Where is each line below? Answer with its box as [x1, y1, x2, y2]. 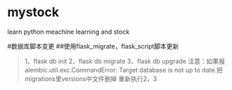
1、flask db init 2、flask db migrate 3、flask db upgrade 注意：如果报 [24, 57, 225, 65]
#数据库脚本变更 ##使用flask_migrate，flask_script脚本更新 [7, 41, 179, 50]
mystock [7, 4, 60, 20]
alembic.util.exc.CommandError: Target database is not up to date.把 [24, 65, 223, 74]
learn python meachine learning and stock [7, 27, 130, 36]
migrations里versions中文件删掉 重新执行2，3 [24, 75, 157, 83]
